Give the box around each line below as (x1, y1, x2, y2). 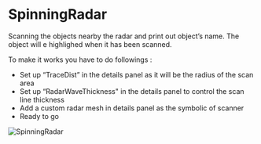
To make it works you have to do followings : (8, 55, 153, 64)
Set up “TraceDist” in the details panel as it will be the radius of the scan (19, 70, 254, 79)
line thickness (19, 95, 65, 104)
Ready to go (19, 111, 59, 121)
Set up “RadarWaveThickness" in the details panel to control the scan (19, 86, 245, 95)
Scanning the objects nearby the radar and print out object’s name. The (8, 31, 240, 41)
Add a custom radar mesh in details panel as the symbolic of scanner (19, 103, 244, 113)
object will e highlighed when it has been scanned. (8, 39, 172, 49)
